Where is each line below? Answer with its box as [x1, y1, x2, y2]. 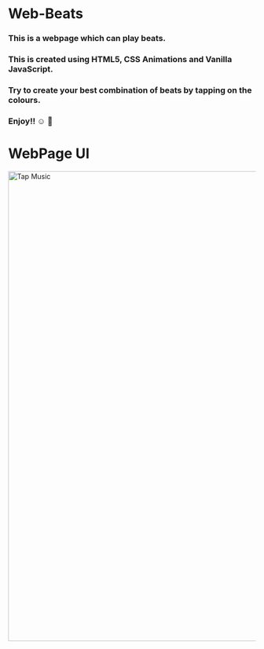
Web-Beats [8, 5, 84, 23]
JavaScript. [8, 64, 53, 75]
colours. [8, 94, 41, 105]
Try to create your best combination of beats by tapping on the [8, 84, 252, 95]
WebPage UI [8, 145, 90, 163]
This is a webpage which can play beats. [8, 33, 167, 44]
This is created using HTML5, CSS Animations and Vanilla [8, 54, 233, 65]
